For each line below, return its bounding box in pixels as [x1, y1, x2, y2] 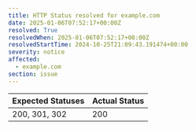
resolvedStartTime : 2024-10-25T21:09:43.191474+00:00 [8, 41, 189, 49]
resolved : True [8, 26, 58, 34]
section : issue [8, 70, 58, 78]
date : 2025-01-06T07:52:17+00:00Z [8, 19, 122, 27]
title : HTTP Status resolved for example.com [8, 11, 160, 20]
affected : [8, 56, 41, 64]
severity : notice [8, 48, 65, 56]
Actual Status [91, 95, 144, 106]
